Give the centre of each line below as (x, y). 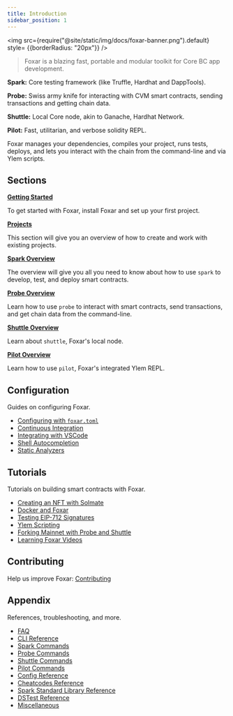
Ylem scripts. (26, 159)
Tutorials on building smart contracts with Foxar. (76, 489)
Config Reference (43, 675)
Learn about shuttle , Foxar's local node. (66, 341)
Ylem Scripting (39, 525)
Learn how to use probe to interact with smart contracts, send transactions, (115, 307)
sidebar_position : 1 (37, 20)
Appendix (29, 600)
